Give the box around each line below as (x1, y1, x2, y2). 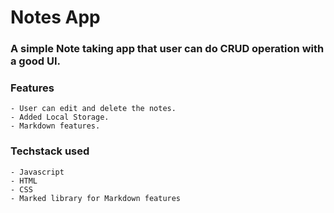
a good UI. (10, 54, 61, 68)
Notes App (10, 6, 101, 29)
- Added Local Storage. (10, 112, 110, 123)
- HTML (10, 176, 38, 186)
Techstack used (10, 144, 90, 158)
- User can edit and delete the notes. (10, 104, 177, 114)
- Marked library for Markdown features (10, 193, 182, 203)
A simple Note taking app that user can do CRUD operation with (10, 42, 325, 56)
